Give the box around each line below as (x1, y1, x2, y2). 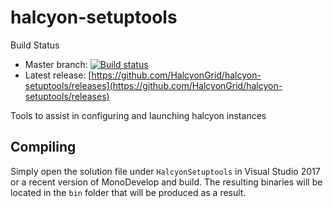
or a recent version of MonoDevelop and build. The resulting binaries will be (10, 176, 323, 188)
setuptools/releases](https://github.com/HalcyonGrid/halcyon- (24, 79, 283, 91)
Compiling (10, 139, 77, 156)
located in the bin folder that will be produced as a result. (10, 186, 247, 198)
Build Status (10, 39, 60, 51)
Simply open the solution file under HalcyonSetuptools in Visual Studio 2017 (10, 165, 321, 177)
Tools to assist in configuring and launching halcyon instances (10, 109, 267, 121)
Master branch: (24, 58, 88, 70)
